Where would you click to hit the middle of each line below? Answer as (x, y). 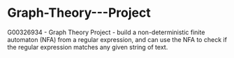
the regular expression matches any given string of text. (88, 47)
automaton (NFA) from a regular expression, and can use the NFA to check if (117, 39)
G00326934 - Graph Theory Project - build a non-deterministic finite (106, 32)
